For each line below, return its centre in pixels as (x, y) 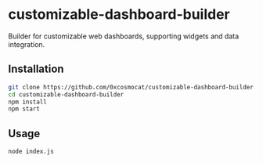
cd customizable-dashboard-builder (66, 94)
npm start (24, 109)
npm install (27, 102)
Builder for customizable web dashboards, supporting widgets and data (124, 36)
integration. (27, 44)
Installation (36, 69)
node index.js (31, 152)
